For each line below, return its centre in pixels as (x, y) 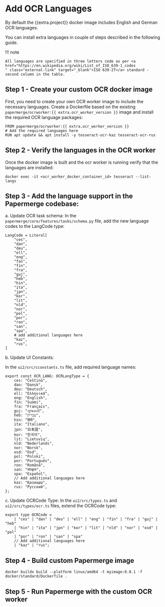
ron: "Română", (30, 465)
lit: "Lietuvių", (32, 439)
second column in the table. (35, 74)
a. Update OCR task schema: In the (41, 216)
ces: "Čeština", (31, 381)
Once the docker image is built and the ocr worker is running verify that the (82, 162)
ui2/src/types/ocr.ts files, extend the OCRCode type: (61, 506)
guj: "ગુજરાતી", (29, 411)
